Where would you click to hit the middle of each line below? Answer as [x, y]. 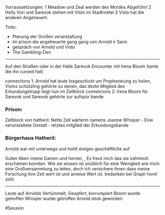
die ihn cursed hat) [24, 71]
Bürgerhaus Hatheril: [31, 138]
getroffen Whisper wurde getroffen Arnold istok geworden [64, 198]
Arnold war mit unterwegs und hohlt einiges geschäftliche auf [68, 149]
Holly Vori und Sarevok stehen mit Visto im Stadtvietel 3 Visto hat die [75, 12]
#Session [14, 208]
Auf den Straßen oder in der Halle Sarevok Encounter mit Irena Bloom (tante [82, 66]
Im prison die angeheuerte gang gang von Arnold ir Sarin [70, 42]
